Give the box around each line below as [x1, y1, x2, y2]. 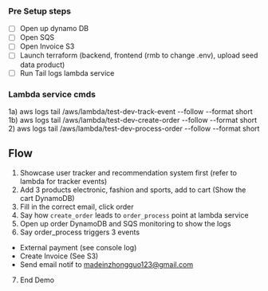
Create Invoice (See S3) [19, 251, 99, 261]
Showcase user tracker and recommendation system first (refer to [19, 167, 238, 177]
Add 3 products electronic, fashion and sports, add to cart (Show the [19, 185, 246, 195]
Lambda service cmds [8, 88, 97, 100]
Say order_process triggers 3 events [19, 227, 140, 237]
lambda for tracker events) [19, 176, 108, 186]
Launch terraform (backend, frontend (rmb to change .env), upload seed [19, 50, 258, 61]
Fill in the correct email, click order [19, 202, 134, 211]
